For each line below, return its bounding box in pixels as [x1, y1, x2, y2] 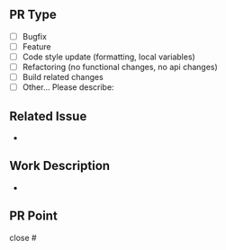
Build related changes [22, 72, 104, 83]
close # [9, 232, 38, 243]
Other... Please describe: [22, 82, 114, 93]
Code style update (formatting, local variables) [22, 51, 195, 62]
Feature [22, 40, 51, 52]
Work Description [9, 158, 111, 174]
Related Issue [9, 108, 87, 124]
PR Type [9, 7, 57, 22]
